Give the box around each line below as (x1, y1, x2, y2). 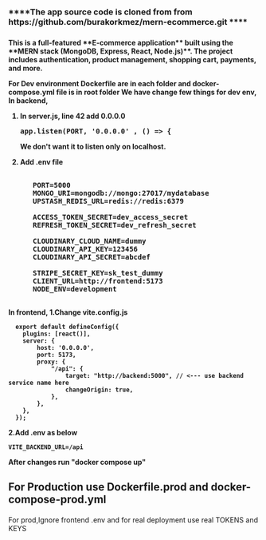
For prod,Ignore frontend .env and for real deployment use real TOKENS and (8, 514, 259, 525)
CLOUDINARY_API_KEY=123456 (33, 244, 138, 253)
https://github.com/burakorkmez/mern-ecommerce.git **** (8, 16, 248, 27)
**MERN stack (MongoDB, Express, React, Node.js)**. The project (8, 46, 233, 56)
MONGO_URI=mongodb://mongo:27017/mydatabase (33, 189, 209, 197)
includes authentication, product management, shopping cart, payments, (8, 54, 256, 64)
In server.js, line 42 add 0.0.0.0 (19, 111, 126, 121)
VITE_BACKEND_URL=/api (8, 443, 84, 451)
